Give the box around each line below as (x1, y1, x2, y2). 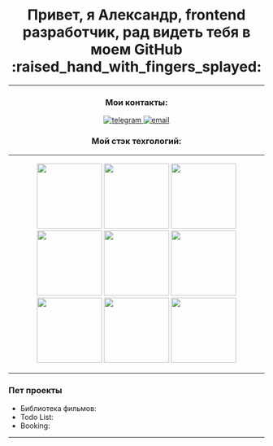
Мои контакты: (105, 96, 168, 107)
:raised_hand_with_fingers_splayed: (11, 58, 262, 77)
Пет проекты (8, 385, 63, 396)
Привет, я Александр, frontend (27, 6, 246, 24)
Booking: (19, 421, 50, 431)
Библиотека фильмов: (19, 403, 97, 413)
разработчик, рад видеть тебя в (22, 23, 251, 42)
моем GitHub (90, 41, 183, 59)
